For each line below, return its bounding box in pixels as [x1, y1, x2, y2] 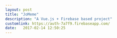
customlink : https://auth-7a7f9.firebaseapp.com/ [5, 21, 111, 26]
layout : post [5, 7, 32, 12]
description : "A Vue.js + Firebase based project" [5, 16, 113, 21]
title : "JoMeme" [5, 12, 39, 17]
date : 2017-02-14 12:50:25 [5, 26, 66, 31]
